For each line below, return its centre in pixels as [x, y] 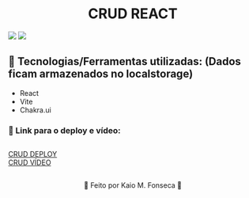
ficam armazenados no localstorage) [101, 74]
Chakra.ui [35, 110]
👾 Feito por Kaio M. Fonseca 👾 [133, 185]
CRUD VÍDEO [30, 162]
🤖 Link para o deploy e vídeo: [64, 130]
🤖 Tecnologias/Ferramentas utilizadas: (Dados [124, 61]
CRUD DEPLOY [33, 154]
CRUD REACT [133, 14]
